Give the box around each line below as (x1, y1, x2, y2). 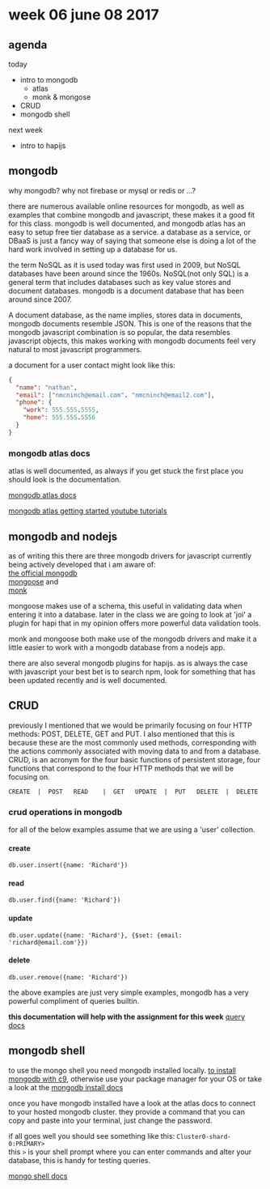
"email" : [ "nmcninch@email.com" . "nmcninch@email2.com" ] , (15, 391, 216, 399)
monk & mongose (32, 92, 91, 102)
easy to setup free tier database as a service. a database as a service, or (8, 227, 251, 236)
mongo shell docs (8, 1171, 68, 1181)
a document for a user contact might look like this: (8, 360, 175, 370)
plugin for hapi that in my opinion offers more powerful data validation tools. (8, 618, 261, 628)
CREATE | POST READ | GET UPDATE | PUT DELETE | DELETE (8, 788, 259, 796)
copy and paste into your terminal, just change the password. (8, 1115, 213, 1125)
